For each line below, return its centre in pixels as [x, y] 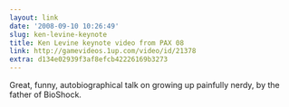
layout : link [34, 18]
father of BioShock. [45, 94]
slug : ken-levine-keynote [58, 34]
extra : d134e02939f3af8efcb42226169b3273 [89, 59]
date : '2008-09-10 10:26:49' [64, 26]
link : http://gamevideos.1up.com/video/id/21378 [103, 51]
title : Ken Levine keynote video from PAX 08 [96, 43]
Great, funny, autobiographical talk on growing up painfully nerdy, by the [144, 85]
